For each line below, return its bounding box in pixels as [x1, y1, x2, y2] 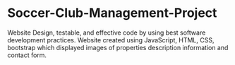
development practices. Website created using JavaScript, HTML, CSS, [7, 35, 215, 44]
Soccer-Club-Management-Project [7, 5, 217, 21]
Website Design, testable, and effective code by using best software [7, 28, 206, 37]
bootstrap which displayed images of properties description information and [7, 43, 229, 52]
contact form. [7, 51, 47, 59]
